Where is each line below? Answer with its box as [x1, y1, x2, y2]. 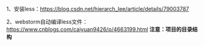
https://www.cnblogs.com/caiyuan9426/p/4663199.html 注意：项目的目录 [6, 26, 192, 33]
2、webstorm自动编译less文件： [6, 18, 88, 25]
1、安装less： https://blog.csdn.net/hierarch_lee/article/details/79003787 [6, 5, 189, 12]
